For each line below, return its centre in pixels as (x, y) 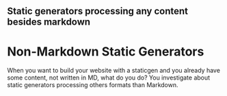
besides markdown (49, 22)
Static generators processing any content (98, 11)
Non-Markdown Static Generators (106, 51)
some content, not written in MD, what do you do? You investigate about (109, 77)
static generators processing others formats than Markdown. (93, 85)
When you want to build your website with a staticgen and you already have (114, 71)
